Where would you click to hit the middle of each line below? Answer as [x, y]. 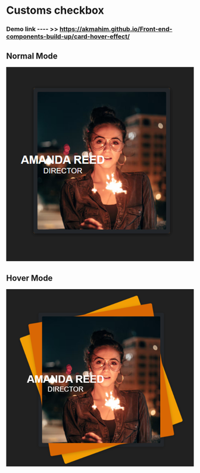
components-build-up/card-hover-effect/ [68, 36]
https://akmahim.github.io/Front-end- [116, 29]
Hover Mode [29, 278]
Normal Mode [32, 56]
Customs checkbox [55, 10]
